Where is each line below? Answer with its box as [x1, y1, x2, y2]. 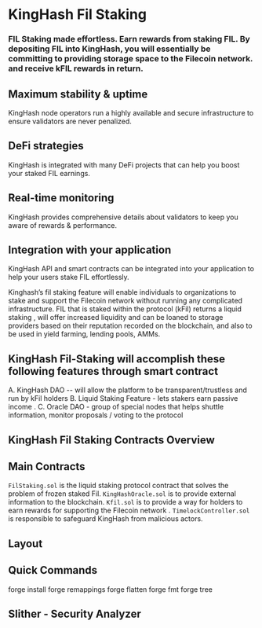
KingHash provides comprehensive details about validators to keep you [8, 212, 238, 222]
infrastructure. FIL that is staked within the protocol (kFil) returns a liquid [8, 304, 242, 314]
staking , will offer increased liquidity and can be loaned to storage [8, 313, 224, 322]
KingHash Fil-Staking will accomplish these [8, 352, 226, 365]
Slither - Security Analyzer [8, 607, 141, 620]
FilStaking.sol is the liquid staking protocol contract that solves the [8, 481, 229, 490]
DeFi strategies [8, 139, 84, 152]
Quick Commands [8, 564, 98, 577]
